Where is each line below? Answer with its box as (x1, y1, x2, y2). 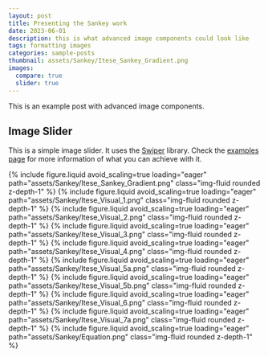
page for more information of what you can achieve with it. (8, 154, 202, 164)
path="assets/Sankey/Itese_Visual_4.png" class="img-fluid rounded (8, 247, 233, 256)
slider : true (15, 79, 59, 87)
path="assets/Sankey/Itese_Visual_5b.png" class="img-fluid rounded (8, 281, 237, 290)
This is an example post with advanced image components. (8, 101, 205, 111)
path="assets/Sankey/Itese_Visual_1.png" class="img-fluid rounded (8, 195, 230, 205)
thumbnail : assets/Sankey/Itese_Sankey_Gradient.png (8, 57, 189, 65)
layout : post (8, 11, 52, 20)
